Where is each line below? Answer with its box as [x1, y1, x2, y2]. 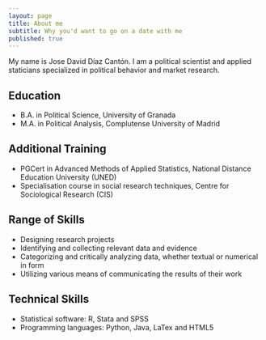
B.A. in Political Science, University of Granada [19, 110, 176, 120]
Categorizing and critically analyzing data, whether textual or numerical [19, 252, 259, 261]
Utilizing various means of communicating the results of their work [19, 269, 243, 278]
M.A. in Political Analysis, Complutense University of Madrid [19, 119, 221, 129]
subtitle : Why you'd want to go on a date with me [8, 27, 183, 35]
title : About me [8, 19, 63, 28]
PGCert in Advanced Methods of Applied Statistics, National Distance [19, 164, 252, 173]
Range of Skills [8, 213, 85, 227]
